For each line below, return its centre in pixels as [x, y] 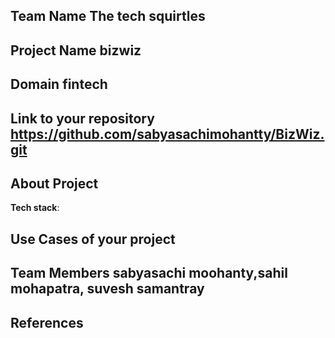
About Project [54, 183]
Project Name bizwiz [76, 50]
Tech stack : [35, 208]
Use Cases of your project [93, 239]
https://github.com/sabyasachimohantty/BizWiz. [167, 134]
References [47, 322]
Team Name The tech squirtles [108, 16]
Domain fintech [59, 84]
